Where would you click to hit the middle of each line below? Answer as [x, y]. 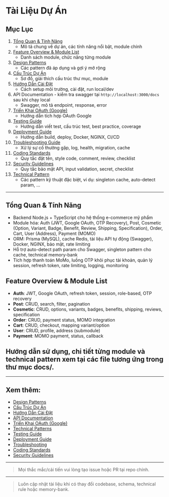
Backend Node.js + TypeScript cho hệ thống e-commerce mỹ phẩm [83, 217]
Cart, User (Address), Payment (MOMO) [54, 233]
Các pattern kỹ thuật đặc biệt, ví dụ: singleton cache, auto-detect [88, 180]
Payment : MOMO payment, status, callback [58, 336]
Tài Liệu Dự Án [36, 11]
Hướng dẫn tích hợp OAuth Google [56, 116]
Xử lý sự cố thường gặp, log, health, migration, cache [75, 148]
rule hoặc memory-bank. [44, 489]
